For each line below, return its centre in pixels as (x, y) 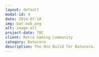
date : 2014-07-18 (23, 19)
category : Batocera (26, 42)
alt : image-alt (21, 28)
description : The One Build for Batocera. (50, 47)
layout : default (22, 10)
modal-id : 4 (18, 14)
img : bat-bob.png (23, 24)
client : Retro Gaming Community (39, 38)
